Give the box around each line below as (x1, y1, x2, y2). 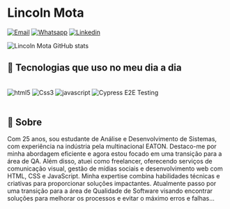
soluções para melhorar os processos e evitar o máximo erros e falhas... (7, 194, 215, 203)
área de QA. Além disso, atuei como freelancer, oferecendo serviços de (7, 157, 213, 166)
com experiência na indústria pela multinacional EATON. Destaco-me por (7, 142, 217, 151)
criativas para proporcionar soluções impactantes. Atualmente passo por (7, 180, 217, 188)
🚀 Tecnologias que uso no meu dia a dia (7, 62, 182, 74)
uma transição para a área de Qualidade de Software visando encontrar (7, 187, 213, 195)
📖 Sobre (7, 116, 43, 128)
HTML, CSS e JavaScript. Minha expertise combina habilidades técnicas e (7, 172, 220, 180)
